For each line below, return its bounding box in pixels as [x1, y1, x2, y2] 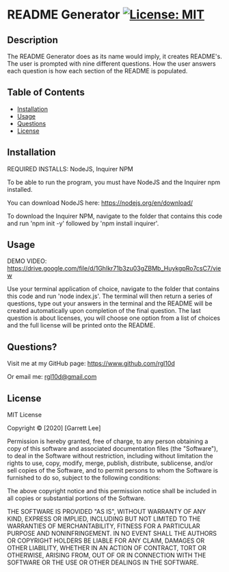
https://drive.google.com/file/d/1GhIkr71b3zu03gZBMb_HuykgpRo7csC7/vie [7, 264, 221, 273]
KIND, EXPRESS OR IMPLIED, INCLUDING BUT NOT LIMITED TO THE [7, 514, 201, 523]
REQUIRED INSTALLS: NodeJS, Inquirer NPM [7, 164, 133, 173]
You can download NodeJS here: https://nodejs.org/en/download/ [7, 199, 193, 207]
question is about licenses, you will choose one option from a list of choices [7, 314, 221, 322]
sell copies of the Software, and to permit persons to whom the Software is [7, 467, 219, 475]
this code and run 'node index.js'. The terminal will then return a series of [7, 292, 213, 301]
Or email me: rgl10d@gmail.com [7, 373, 97, 381]
